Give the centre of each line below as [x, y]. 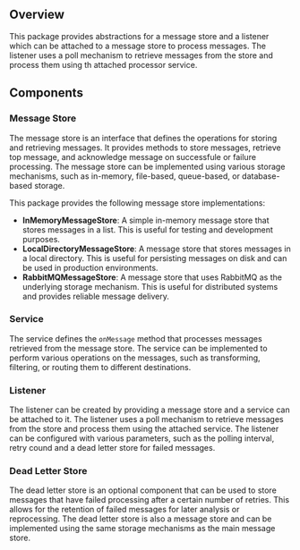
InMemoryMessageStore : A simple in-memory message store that [146, 220]
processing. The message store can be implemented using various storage [147, 166]
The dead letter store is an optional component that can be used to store [143, 490]
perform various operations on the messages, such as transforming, [135, 358]
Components [46, 93]
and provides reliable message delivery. [96, 296]
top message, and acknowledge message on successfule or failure [133, 157]
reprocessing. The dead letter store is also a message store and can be [141, 519]
